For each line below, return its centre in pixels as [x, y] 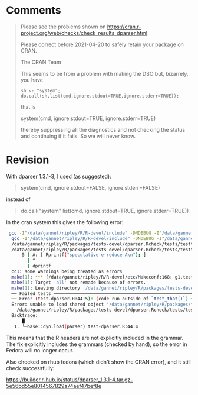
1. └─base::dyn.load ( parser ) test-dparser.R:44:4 [76, 326]
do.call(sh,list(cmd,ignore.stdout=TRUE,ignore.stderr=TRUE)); [100, 96]
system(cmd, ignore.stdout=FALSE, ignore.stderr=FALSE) [90, 187]
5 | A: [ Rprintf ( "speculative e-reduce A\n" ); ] [84, 255]
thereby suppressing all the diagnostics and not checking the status [103, 129]
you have [32, 80]
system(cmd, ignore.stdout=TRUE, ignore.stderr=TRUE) [88, 118]
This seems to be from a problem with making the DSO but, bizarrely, [104, 73]
